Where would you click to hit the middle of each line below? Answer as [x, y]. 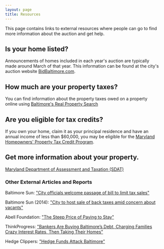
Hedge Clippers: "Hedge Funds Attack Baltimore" [55, 242]
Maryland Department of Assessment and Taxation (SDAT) [65, 169]
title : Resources [23, 14]
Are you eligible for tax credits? [54, 120]
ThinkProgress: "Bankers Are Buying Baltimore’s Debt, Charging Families [79, 227]
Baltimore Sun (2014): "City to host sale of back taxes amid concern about [81, 202]
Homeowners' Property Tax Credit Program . [50, 142]
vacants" [14, 208]
